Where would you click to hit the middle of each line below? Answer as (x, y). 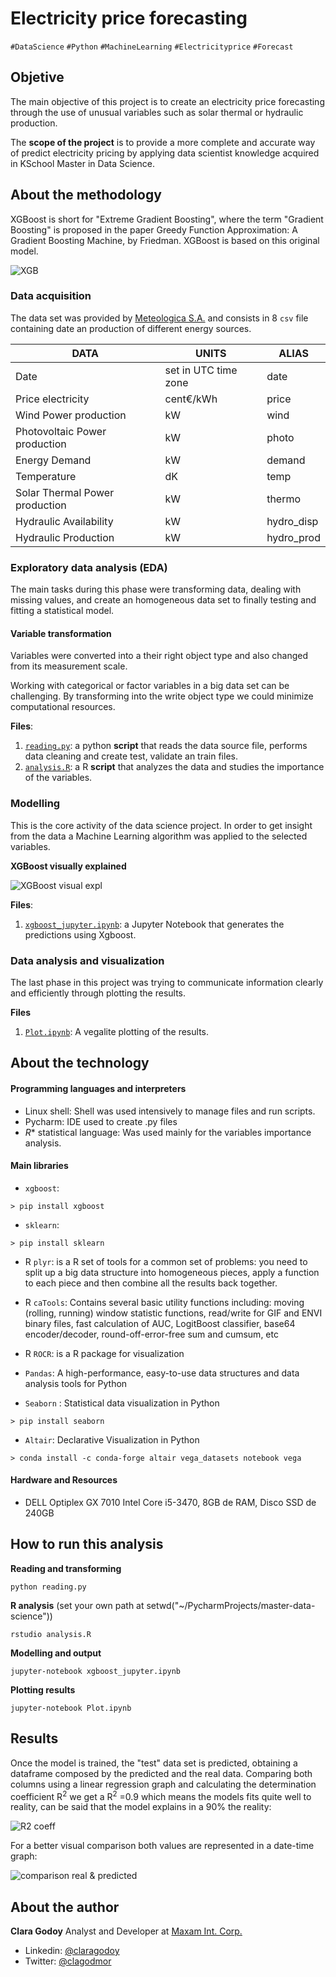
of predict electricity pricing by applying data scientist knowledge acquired (165, 153)
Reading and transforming (66, 1568)
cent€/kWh (191, 399)
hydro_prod (293, 537)
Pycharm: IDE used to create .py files (101, 1121)
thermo (284, 499)
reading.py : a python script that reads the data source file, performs (166, 746)
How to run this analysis (87, 1544)
